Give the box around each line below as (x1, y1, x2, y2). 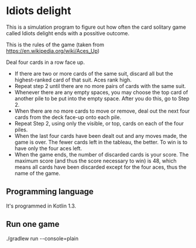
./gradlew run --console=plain (6, 235, 79, 242)
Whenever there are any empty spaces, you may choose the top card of (14, 89, 188, 96)
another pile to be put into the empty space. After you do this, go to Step (14, 95, 190, 102)
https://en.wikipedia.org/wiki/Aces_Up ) (6, 47, 100, 54)
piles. (14, 126, 28, 133)
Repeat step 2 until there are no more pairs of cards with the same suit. (14, 82, 186, 89)
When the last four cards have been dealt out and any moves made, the (14, 132, 187, 139)
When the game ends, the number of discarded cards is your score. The (14, 151, 189, 158)
